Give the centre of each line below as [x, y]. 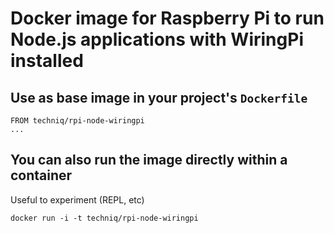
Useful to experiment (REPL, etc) [77, 199]
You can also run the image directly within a [149, 160]
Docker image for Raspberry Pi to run [167, 18]
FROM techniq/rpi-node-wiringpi [77, 121]
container [41, 175]
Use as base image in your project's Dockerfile [159, 97]
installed [47, 61]
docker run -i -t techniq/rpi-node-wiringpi [104, 218]
